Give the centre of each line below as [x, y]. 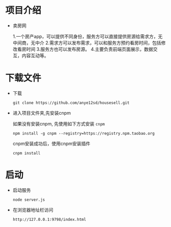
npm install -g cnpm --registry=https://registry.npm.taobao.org [83, 133]
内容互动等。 [35, 55]
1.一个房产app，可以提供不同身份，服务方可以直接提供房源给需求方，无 [88, 36]
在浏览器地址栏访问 [33, 210]
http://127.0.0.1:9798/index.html [49, 219]
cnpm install [27, 153]
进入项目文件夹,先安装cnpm [42, 113]
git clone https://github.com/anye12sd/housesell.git [71, 103]
